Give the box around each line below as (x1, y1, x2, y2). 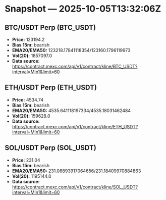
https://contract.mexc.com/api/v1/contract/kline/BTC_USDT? (12, 64, 138, 69)
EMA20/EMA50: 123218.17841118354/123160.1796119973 (12, 47, 131, 53)
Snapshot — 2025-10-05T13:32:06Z (5, 3, 161, 15)
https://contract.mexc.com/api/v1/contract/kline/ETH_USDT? (12, 123, 138, 129)
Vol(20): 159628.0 (12, 113, 50, 119)
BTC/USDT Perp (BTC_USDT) (5, 23, 96, 32)
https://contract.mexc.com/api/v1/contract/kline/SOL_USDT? (12, 184, 138, 190)
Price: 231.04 (12, 157, 41, 163)
